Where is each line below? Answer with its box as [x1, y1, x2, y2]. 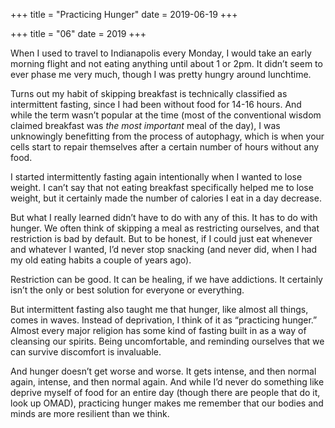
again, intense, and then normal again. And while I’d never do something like [10, 376, 325, 388]
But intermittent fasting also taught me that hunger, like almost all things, [10, 304, 309, 315]
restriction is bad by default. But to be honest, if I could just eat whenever [10, 233, 313, 244]
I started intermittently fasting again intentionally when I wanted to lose [10, 171, 303, 183]
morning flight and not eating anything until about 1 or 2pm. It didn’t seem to [10, 58, 323, 69]
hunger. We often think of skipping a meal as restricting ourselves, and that [10, 222, 320, 234]
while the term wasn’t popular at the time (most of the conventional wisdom [10, 109, 322, 121]
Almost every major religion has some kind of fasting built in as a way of [10, 325, 307, 336]
